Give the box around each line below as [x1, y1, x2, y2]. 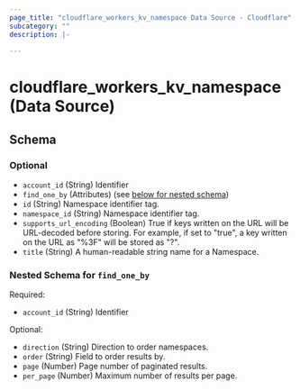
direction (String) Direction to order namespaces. [22, 341, 209, 352]
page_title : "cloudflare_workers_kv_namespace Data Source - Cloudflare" [9, 13, 293, 23]
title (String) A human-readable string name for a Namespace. [22, 247, 259, 258]
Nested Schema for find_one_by [9, 269, 150, 282]
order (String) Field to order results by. [22, 351, 166, 362]
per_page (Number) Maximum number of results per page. [22, 370, 238, 381]
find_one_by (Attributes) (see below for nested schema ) [22, 189, 230, 200]
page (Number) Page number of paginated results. [22, 361, 208, 372]
